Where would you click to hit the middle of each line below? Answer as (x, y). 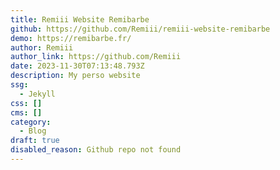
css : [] (26, 103)
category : (31, 122)
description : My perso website (75, 76)
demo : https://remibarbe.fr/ (71, 38)
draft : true (35, 141)
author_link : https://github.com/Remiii (96, 57)
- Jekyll (37, 94)
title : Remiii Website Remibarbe (80, 19)
